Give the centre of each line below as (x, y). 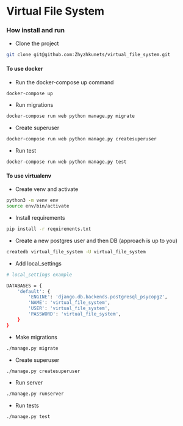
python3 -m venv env (33, 200)
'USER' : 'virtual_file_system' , (70, 309)
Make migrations (36, 337)
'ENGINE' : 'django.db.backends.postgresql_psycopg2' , (98, 297)
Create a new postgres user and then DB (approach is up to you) (96, 240)
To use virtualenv (29, 176)
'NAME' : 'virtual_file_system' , (70, 303)
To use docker (25, 68)
